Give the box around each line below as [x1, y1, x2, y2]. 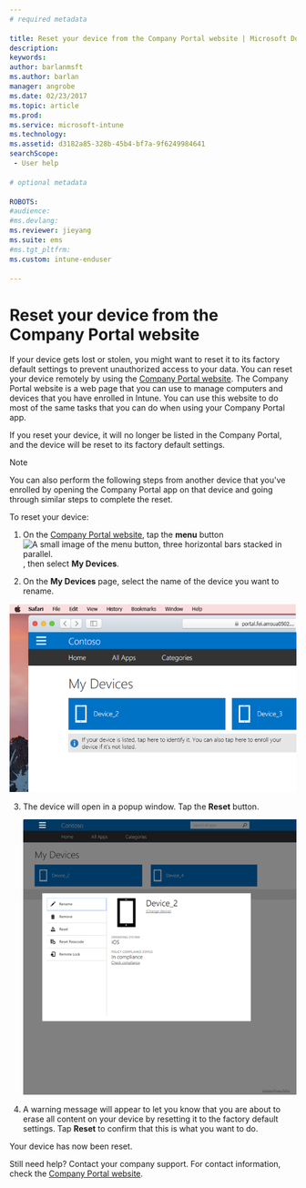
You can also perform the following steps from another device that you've [9, 474, 286, 486]
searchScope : [9, 149, 59, 158]
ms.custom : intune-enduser [9, 255, 112, 264]
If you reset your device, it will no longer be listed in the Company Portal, [9, 430, 282, 441]
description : [9, 44, 59, 53]
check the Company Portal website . [9, 1168, 144, 1179]
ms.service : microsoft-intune [9, 120, 125, 129]
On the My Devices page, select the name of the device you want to [22, 576, 280, 587]
